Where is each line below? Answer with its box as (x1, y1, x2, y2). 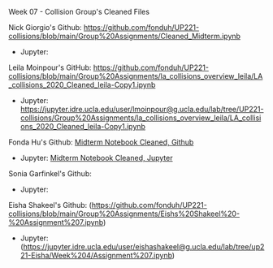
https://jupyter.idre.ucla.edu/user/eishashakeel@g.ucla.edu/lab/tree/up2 (23, 242, 265, 251)
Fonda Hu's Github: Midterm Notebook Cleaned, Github (8, 137, 194, 147)
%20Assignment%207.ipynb (8, 218, 104, 227)
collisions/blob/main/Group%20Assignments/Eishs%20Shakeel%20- (8, 209, 240, 218)
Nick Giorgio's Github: (8, 23, 83, 32)
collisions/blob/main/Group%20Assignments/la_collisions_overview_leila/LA (8, 71, 263, 80)
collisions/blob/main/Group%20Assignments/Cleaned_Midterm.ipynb (8, 32, 241, 41)
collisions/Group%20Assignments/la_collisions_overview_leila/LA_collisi (19, 113, 262, 123)
